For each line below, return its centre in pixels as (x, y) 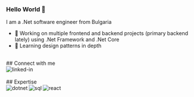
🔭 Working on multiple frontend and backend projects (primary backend (101, 33)
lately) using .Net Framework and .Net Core (67, 40)
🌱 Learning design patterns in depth (58, 46)
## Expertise (21, 82)
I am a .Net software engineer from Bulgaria (59, 22)
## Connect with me (31, 63)
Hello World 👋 (26, 9)
